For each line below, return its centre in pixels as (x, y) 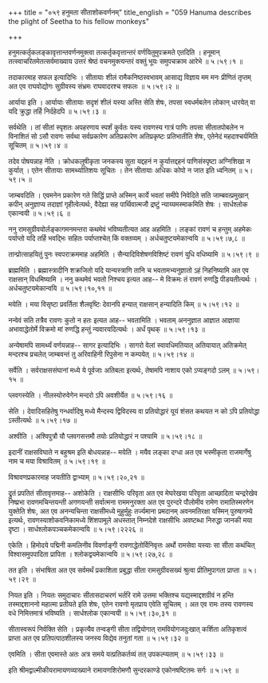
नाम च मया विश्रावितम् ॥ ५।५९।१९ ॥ (57, 461)
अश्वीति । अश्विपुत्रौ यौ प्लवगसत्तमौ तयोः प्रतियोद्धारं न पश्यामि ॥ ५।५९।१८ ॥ (105, 436)
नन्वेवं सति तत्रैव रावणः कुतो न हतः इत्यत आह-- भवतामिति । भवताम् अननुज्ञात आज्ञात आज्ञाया (124, 320)
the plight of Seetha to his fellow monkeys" (79, 21)
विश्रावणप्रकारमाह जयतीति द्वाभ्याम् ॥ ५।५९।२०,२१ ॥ (77, 477)
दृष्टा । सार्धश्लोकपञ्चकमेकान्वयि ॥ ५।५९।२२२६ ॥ (76, 529)
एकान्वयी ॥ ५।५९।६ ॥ (39, 213)
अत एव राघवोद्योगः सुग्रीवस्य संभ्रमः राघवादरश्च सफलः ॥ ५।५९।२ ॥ (94, 86)
